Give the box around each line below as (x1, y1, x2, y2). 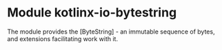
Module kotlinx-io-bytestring (7, 5, 177, 21)
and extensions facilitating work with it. (7, 34, 119, 42)
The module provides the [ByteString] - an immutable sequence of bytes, (7, 27, 215, 36)
